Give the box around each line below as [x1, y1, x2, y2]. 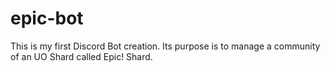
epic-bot [10, 7, 84, 30]
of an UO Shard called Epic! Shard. [10, 50, 153, 62]
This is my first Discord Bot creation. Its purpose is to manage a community [10, 40, 321, 52]
